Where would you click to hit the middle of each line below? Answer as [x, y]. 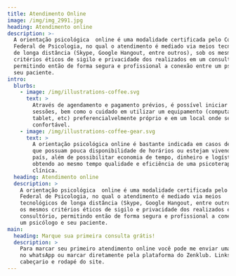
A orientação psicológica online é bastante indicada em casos [127, 145]
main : [15, 229]
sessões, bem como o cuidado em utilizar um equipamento [117, 112]
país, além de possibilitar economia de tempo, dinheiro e [121, 158]
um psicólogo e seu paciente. [64, 223]
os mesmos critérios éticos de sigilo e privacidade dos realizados [122, 210]
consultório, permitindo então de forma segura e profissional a [118, 216]
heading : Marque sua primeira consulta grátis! [85, 236]
